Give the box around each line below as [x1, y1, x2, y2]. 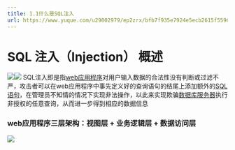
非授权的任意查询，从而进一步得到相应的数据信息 [7, 99, 148, 108]
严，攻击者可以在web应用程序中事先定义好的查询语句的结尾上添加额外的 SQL [7, 82, 228, 91]
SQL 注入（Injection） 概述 [7, 49, 163, 65]
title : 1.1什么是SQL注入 [7, 10, 75, 17]
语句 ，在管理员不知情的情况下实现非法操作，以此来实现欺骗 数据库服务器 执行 [7, 91, 228, 99]
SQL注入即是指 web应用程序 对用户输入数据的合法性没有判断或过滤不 [22, 73, 219, 82]
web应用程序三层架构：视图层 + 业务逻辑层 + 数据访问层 [7, 119, 197, 128]
